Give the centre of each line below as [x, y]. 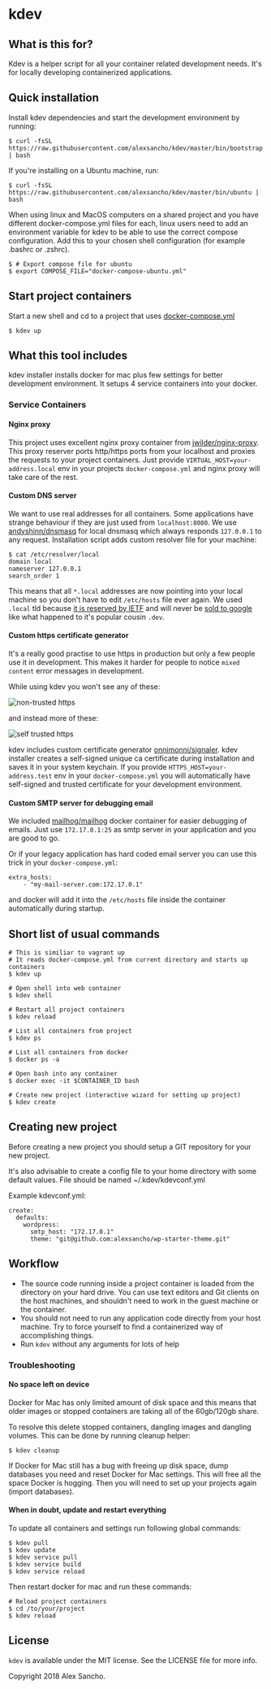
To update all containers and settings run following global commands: [125, 1528]
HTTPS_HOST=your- [198, 767]
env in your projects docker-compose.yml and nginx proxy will [159, 468]
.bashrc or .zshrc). [39, 249]
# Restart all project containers [67, 1010]
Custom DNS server [43, 495]
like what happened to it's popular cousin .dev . [86, 617]
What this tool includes [68, 356]
